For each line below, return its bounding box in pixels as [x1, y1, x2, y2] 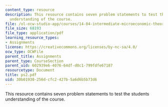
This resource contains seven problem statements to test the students [5, 90, 149, 96]
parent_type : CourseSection [5, 58, 64, 63]
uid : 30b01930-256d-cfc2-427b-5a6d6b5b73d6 [5, 77, 97, 82]
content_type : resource [5, 7, 55, 12]
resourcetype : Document [5, 68, 55, 73]
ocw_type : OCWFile [5, 49, 43, 54]
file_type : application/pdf [5, 30, 64, 35]
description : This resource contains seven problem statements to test [5, 12, 157, 17]
